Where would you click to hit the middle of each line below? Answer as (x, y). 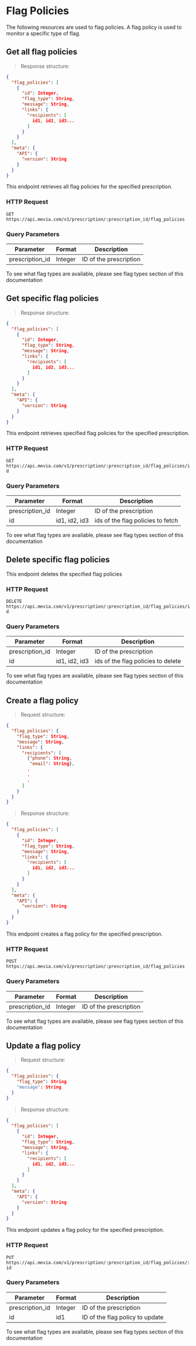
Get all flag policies (42, 52)
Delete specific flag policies (58, 560)
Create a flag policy (43, 700)
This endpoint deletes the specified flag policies (64, 574)
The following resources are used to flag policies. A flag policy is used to (94, 27)
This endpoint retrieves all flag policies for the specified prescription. (89, 187)
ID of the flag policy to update (123, 1317)
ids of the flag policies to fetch (136, 521)
